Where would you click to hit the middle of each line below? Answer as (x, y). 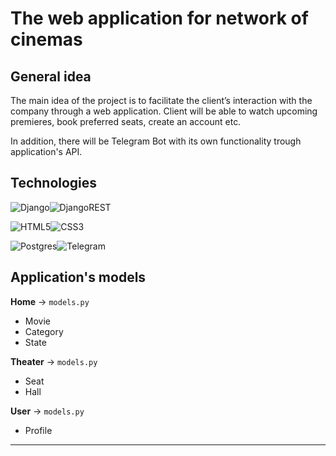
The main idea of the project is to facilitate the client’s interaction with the (161, 100)
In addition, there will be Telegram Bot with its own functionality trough (156, 141)
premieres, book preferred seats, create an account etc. (126, 121)
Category (44, 331)
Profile (38, 430)
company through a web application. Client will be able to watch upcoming (164, 111)
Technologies (54, 183)
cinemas (46, 39)
